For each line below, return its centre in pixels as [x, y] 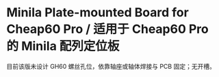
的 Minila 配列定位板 [63, 46]
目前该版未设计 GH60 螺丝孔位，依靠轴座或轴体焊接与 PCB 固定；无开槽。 [111, 66]
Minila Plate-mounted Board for [98, 13]
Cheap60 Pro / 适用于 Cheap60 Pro [108, 29]
